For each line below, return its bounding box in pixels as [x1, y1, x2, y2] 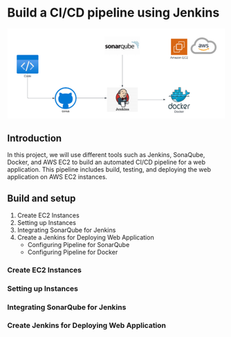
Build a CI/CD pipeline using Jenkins [7, 5, 220, 21]
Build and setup [7, 192, 76, 205]
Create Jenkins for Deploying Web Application [7, 320, 167, 330]
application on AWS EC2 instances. [7, 172, 108, 181]
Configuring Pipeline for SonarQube [27, 240, 130, 248]
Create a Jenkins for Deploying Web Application [17, 233, 154, 242]
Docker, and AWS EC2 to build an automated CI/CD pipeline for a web [7, 158, 206, 166]
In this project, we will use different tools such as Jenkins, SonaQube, [7, 150, 205, 158]
